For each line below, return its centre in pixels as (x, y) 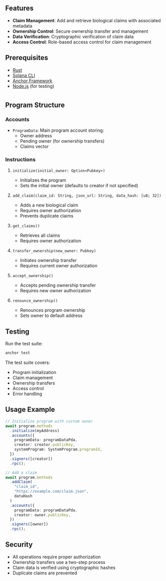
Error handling (27, 394)
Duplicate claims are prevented (45, 573)
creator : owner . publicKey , (43, 515)
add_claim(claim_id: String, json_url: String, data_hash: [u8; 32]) (87, 196)
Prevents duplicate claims (47, 216)
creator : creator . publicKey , (45, 445)
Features (19, 8)
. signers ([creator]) (31, 459)
